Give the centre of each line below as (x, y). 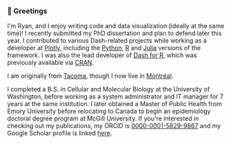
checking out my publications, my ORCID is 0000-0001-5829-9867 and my (114, 126)
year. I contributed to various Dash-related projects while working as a (107, 41)
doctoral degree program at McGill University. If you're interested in (103, 119)
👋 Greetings (27, 11)
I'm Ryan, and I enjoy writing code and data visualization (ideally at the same (116, 26)
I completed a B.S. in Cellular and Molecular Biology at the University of (109, 90)
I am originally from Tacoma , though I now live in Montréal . (90, 76)
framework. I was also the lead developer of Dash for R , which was (102, 55)
